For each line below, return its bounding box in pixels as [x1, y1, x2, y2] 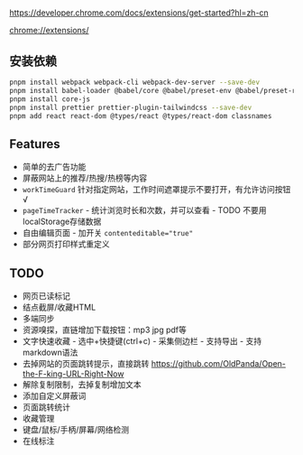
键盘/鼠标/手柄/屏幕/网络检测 [22, 424, 129, 435]
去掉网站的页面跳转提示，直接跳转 [22, 358, 150, 368]
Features [9, 136, 60, 152]
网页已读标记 [22, 291, 70, 301]
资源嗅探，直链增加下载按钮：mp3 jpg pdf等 [22, 324, 188, 335]
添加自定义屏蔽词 [22, 391, 87, 401]
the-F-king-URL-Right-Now [22, 368, 124, 379]
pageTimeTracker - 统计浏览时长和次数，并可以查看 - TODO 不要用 [22, 205, 267, 216]
